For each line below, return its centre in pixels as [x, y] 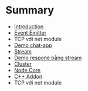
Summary [30, 10]
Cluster [23, 64]
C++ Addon [28, 76]
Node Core [27, 70]
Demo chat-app [33, 45]
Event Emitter [30, 32]
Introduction [29, 26]
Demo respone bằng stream [48, 58]
